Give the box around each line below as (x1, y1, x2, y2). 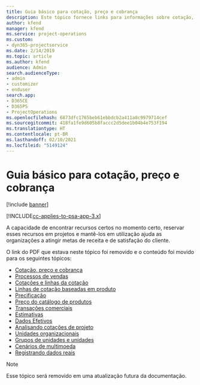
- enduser (6, 87, 31, 93)
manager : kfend (6, 25, 44, 32)
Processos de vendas (14, 272, 69, 280)
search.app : (6, 92, 36, 98)
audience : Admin (6, 64, 47, 71)
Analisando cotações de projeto (14, 323, 94, 331)
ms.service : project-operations (6, 31, 87, 37)
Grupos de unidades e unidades (14, 336, 94, 343)
